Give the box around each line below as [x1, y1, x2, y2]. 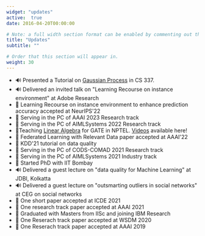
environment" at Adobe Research [15, 94, 99, 101]
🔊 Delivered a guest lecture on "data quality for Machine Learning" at [15, 166, 191, 173]
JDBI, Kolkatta [15, 174, 51, 182]
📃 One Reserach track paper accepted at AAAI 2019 [15, 223, 146, 230]
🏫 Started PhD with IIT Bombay [15, 159, 93, 166]
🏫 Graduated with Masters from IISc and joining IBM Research [15, 210, 171, 217]
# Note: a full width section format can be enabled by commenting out [6, 31, 192, 37]
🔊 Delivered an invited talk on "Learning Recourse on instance [15, 85, 173, 93]
